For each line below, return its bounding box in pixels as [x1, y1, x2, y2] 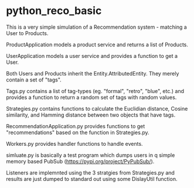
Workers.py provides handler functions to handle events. [6, 140, 143, 147]
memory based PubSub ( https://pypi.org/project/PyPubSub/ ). [6, 158, 155, 165]
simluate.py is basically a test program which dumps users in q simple [6, 151, 175, 159]
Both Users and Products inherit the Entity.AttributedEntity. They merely [6, 70, 179, 77]
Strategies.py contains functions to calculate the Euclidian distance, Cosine [6, 105, 188, 112]
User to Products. [6, 29, 49, 36]
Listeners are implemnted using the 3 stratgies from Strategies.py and [6, 169, 175, 176]
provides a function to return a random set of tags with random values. [6, 94, 177, 101]
